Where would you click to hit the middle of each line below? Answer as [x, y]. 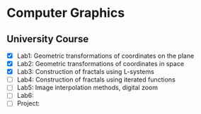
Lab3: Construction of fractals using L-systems [86, 72]
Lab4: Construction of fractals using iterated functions [96, 80]
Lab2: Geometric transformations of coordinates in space [100, 64]
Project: [28, 103]
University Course [48, 39]
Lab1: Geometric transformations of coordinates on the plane [105, 56]
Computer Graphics [66, 13]
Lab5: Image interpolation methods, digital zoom [87, 88]
